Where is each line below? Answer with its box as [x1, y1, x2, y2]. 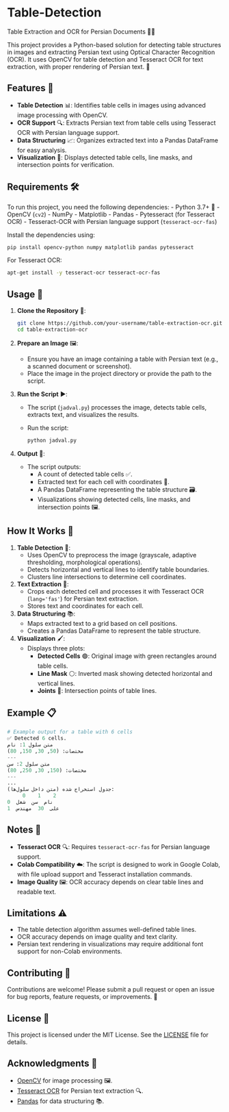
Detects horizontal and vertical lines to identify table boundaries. [27, 565, 210, 573]
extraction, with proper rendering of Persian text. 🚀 [7, 62, 150, 71]
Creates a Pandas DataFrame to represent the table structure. [27, 627, 201, 635]
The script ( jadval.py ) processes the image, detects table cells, [27, 403, 207, 412]
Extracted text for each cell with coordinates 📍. [37, 477, 170, 485]
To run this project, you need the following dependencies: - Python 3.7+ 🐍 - [7, 203, 220, 211]
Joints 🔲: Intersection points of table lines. [37, 686, 157, 694]
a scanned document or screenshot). [27, 362, 132, 370]
